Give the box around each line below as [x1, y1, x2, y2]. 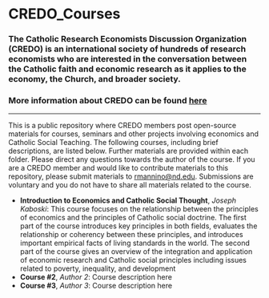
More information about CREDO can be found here [8, 95, 207, 107]
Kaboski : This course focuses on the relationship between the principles [19, 204, 259, 214]
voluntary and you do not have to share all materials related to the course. [8, 180, 252, 190]
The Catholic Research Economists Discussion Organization [8, 34, 247, 45]
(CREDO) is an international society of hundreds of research [8, 43, 247, 54]
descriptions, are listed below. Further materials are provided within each [8, 146, 249, 156]
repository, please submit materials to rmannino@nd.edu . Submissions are [8, 171, 254, 181]
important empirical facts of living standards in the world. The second [19, 238, 250, 248]
